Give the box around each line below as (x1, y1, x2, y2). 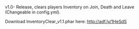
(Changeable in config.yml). (5, 9, 61, 15)
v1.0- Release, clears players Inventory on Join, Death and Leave (5, 4, 135, 10)
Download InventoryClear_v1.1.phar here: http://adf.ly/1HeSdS (5, 19, 127, 24)
